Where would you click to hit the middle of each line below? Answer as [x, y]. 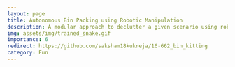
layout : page [26, 14]
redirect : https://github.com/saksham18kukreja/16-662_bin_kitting [108, 46]
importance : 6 [28, 40]
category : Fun [28, 53]
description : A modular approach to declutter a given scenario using [112, 27]
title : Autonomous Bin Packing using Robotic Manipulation [95, 20]
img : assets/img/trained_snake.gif [59, 33]
